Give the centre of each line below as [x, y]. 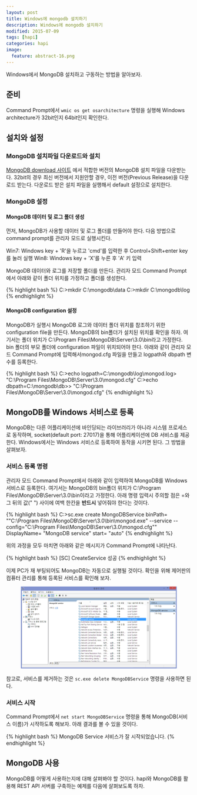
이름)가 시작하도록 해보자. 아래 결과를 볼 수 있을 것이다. [75, 724]
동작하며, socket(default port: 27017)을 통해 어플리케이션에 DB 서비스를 [96, 435]
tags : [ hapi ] [22, 37]
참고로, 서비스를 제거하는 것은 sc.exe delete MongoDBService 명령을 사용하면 [96, 678]
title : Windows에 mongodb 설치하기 [46, 19]
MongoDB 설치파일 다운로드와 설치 [53, 156]
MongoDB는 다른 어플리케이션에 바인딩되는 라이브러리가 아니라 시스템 [86, 427]
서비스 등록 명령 [27, 466]
